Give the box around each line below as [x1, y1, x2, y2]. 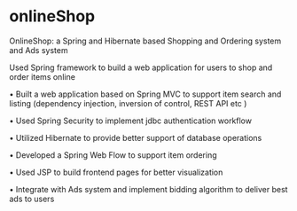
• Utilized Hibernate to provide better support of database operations [9, 132, 262, 143]
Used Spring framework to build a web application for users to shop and [9, 62, 273, 73]
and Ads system [9, 44, 68, 55]
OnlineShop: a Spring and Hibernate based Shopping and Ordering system [9, 35, 282, 46]
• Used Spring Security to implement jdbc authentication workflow [9, 115, 253, 126]
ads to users [9, 193, 55, 204]
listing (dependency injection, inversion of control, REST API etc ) [9, 98, 247, 108]
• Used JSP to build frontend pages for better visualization [9, 167, 223, 177]
